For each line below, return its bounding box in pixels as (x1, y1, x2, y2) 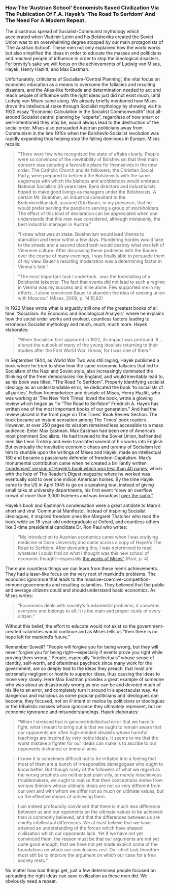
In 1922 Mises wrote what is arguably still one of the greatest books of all (5, 305, 158, 311)
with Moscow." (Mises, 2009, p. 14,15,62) (17, 295, 103, 302)
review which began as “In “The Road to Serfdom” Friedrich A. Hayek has (5, 400, 159, 407)
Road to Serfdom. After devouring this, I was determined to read (17, 545, 152, 551)
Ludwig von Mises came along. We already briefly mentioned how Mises (5, 98, 157, 104)
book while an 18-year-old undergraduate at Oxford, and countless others (5, 519, 160, 525)
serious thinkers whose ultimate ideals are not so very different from (17, 783, 161, 789)
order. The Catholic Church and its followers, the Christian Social (17, 167, 153, 173)
